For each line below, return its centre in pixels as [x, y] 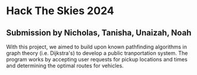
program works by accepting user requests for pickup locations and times [97, 59]
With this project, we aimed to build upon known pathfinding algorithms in [97, 47]
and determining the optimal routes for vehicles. [65, 66]
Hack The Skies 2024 [60, 11]
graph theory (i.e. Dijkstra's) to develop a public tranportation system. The [97, 53]
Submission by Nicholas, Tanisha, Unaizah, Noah [99, 33]
